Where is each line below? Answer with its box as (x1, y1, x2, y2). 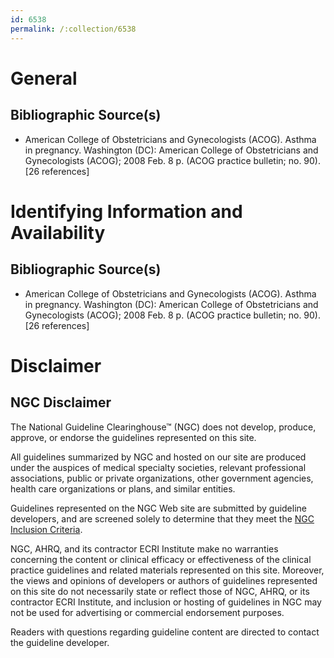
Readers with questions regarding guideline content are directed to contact (10, 626, 320, 638)
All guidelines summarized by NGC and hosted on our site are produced (10, 451, 307, 463)
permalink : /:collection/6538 (10, 24, 137, 34)
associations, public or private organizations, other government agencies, (10, 472, 314, 484)
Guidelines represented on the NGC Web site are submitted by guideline (10, 502, 307, 514)
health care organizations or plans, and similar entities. (10, 482, 236, 495)
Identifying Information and (10, 200, 243, 223)
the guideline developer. (10, 636, 110, 648)
